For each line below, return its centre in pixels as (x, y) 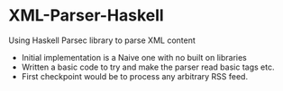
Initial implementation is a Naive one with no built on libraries (134, 57)
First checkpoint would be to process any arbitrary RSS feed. (135, 76)
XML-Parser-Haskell (86, 16)
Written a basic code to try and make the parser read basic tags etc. (148, 67)
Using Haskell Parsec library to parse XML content (102, 40)
